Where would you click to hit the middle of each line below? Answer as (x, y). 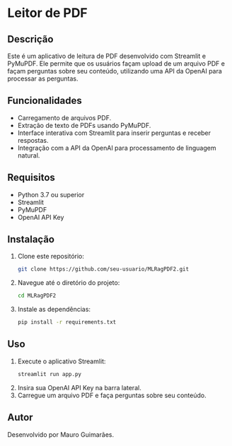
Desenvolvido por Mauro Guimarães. (61, 434)
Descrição (30, 39)
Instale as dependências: (54, 310)
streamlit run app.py (49, 374)
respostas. (33, 140)
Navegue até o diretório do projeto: (69, 283)
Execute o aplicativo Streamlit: (62, 361)
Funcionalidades (45, 101)
